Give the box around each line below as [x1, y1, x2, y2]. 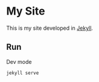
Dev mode [6, 58, 32, 65]
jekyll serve [6, 70, 39, 76]
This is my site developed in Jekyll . [6, 24, 94, 32]
